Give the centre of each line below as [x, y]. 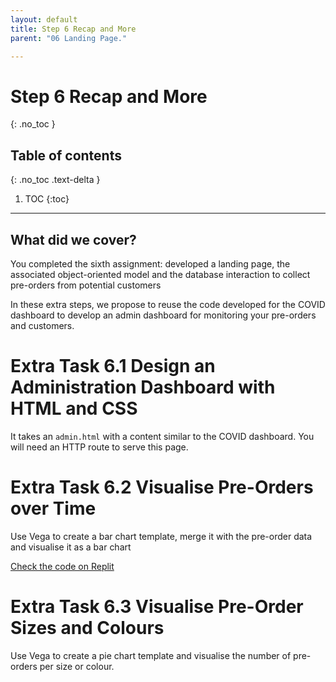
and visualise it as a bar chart [71, 547]
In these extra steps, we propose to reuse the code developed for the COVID [168, 304]
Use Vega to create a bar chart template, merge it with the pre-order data [161, 536]
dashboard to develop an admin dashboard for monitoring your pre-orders [163, 315]
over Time [53, 508]
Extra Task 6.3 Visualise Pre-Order [157, 607]
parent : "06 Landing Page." [69, 38]
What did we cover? [73, 239]
